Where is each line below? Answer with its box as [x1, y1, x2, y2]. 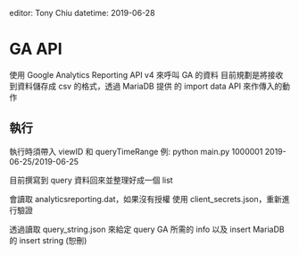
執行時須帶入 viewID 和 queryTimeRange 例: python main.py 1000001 [9, 146, 263, 157]
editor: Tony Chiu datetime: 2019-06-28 [9, 8, 155, 18]
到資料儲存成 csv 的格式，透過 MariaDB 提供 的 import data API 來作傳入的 [9, 81, 283, 91]
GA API [9, 39, 62, 59]
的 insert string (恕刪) [9, 234, 87, 245]
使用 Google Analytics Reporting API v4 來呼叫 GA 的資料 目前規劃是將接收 [9, 69, 284, 80]
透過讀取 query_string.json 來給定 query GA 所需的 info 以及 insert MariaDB [9, 224, 285, 234]
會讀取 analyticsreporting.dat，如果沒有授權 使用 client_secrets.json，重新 [9, 193, 283, 204]
